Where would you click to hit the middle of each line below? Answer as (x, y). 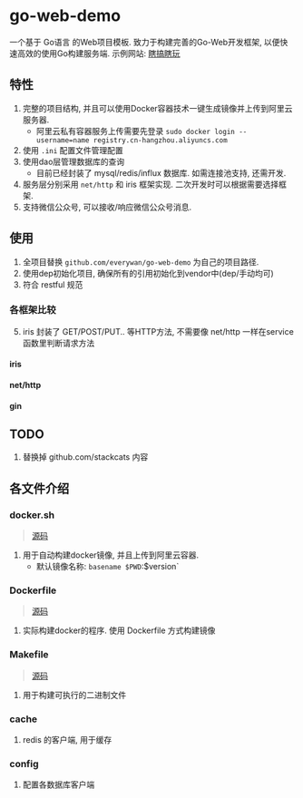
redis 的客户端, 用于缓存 (67, 740)
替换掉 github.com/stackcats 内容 (85, 457)
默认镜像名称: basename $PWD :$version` (108, 567)
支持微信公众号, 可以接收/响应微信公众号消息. (107, 207)
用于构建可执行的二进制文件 (74, 695)
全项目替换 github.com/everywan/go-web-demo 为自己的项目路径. (141, 262)
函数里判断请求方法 (59, 343)
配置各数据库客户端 (59, 784)
